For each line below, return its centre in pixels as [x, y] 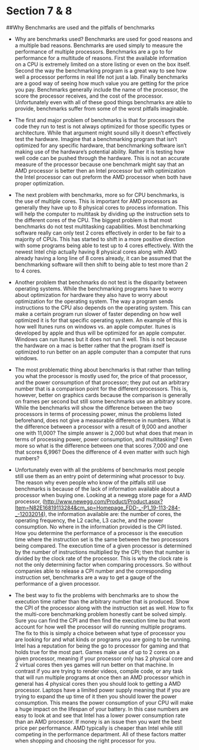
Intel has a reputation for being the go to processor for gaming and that [102, 646]
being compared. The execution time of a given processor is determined [103, 545]
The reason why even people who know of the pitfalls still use [90, 482]
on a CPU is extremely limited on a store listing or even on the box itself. [103, 64]
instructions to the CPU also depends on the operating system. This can [103, 307]
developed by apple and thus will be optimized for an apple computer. [100, 333]
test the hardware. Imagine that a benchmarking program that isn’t [96, 139]
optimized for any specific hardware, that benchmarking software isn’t [101, 145]
